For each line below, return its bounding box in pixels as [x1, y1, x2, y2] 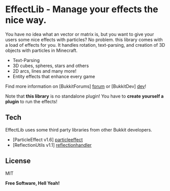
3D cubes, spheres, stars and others [12, 62, 89, 69]
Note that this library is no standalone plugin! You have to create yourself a [5, 93, 164, 99]
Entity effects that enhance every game [12, 73, 95, 79]
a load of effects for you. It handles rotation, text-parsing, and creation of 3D [5, 42, 165, 48]
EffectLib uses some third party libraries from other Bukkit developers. [5, 126, 152, 133]
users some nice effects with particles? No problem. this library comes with [5, 37, 163, 43]
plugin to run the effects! [5, 98, 57, 105]
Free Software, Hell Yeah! [5, 180, 60, 186]
